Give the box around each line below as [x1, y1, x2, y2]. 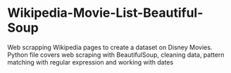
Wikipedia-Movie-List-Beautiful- [7, 5, 204, 21]
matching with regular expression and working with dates [7, 58, 174, 66]
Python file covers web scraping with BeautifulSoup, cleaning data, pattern [7, 51, 225, 59]
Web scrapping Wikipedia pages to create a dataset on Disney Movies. [7, 43, 213, 51]
